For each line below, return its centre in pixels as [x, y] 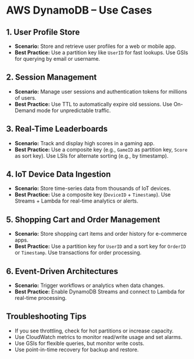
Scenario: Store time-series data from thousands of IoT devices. [93, 188]
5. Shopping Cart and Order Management [83, 219]
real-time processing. [41, 298]
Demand [25, 110]
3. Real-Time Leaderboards [57, 129]
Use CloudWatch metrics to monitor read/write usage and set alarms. [98, 337]
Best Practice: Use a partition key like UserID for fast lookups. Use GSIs [101, 53]
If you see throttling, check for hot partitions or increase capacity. [94, 331]
